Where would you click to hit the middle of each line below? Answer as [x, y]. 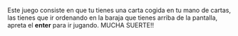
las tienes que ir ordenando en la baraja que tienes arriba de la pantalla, [113, 18]
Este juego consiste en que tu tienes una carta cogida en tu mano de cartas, [119, 10]
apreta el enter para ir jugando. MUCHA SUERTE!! [81, 25]
